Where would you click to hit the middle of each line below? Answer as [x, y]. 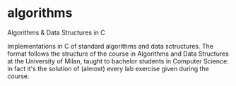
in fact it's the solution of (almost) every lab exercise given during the [108, 68]
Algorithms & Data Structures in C [56, 32]
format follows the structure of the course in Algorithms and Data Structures [118, 54]
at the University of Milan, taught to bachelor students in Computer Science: [118, 61]
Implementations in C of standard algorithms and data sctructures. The [111, 46]
